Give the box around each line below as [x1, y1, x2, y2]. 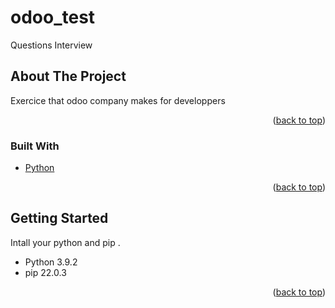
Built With [10, 139, 60, 153]
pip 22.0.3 [24, 266, 67, 278]
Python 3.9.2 [24, 256, 78, 268]
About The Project [10, 68, 127, 85]
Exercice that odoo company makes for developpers [10, 94, 226, 106]
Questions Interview [10, 39, 93, 51]
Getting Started [10, 210, 109, 227]
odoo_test [10, 6, 96, 29]
